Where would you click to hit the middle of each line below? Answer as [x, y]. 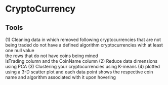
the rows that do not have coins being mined [52, 56]
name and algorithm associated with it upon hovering [61, 77]
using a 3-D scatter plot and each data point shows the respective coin [79, 72]
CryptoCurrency [40, 9]
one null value [20, 50]
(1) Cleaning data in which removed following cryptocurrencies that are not [83, 39]
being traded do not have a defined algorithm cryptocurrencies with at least [84, 45]
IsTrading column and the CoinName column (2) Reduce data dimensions [81, 61]
